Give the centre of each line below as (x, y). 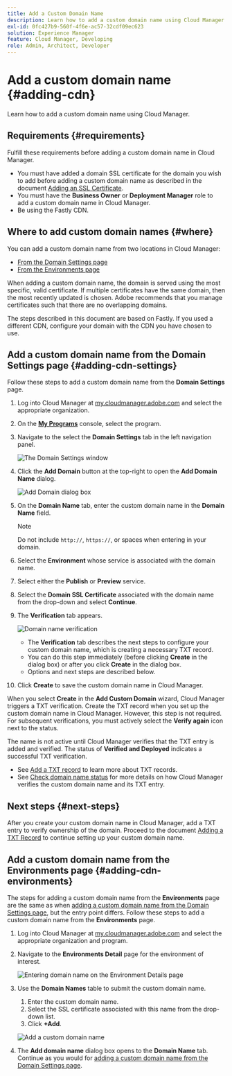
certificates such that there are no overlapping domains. (87, 305)
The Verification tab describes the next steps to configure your (118, 642)
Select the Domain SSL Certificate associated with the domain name (116, 595)
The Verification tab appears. (60, 616)
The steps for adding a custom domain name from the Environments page (114, 898)
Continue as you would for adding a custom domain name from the (113, 1058)
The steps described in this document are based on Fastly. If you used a (110, 318)
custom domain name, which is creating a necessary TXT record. (121, 650)
